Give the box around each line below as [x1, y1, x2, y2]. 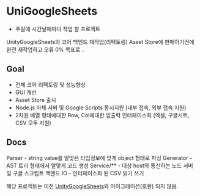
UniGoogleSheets [6, 4, 98, 18]
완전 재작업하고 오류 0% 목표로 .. [6, 46, 85, 53]
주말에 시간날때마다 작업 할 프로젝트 [15, 25, 101, 32]
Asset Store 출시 [15, 96, 56, 103]
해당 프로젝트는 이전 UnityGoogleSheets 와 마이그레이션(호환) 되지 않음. [6, 182, 179, 190]
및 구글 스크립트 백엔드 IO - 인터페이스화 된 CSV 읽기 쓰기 [6, 169, 144, 176]
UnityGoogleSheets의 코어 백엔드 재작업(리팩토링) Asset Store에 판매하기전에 [6, 38, 194, 45]
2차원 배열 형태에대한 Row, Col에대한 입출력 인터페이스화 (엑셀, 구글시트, [15, 111, 190, 118]
